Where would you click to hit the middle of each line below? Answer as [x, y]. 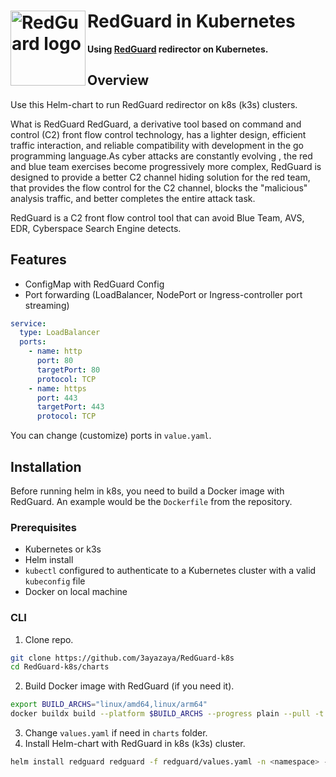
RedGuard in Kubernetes [191, 21]
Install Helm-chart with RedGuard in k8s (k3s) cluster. [135, 744]
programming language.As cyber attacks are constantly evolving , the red [161, 156]
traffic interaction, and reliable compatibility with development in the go [157, 145]
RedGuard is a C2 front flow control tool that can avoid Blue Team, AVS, [157, 217]
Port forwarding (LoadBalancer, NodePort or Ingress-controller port [163, 294]
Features [38, 260]
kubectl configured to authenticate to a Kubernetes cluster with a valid [170, 571]
